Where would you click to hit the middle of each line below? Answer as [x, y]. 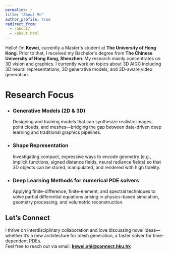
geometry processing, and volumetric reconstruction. [68, 202]
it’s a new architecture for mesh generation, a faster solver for [88, 235]
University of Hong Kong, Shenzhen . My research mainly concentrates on [83, 58]
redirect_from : [21, 24]
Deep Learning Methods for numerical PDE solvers [76, 180]
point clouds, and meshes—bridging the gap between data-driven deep [87, 127]
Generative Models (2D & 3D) [49, 111]
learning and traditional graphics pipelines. [57, 132]
